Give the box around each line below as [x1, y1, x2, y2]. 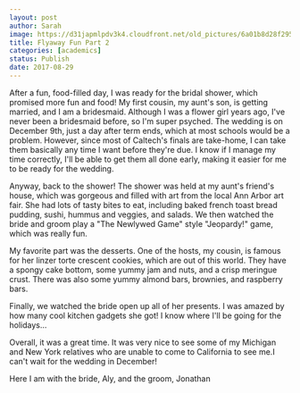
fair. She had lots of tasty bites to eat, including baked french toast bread [9, 199, 279, 210]
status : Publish [9, 54, 70, 63]
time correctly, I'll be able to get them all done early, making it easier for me [9, 154, 287, 164]
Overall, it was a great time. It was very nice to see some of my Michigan [9, 337, 277, 347]
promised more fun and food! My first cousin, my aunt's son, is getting [9, 96, 269, 107]
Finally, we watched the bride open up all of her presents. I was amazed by [9, 300, 285, 311]
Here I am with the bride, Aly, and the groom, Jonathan [9, 372, 212, 384]
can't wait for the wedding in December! [9, 355, 158, 366]
